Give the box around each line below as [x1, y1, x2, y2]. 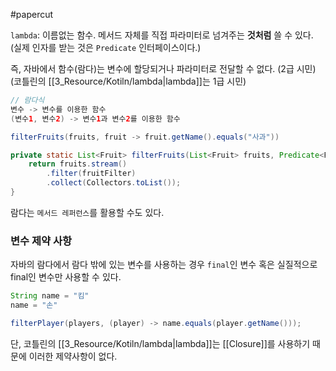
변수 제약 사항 [10, 234, 73, 248]
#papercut [10, 9, 54, 20]
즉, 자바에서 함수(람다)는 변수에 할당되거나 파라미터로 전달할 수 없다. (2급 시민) [10, 63, 317, 74]
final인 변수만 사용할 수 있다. [10, 271, 122, 283]
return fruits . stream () [28, 159, 128, 169]
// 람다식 [10, 95, 45, 105]
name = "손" [10, 300, 58, 311]
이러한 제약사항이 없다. [28, 350, 118, 362]
